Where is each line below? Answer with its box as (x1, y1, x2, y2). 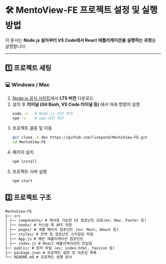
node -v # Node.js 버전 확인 (12, 111, 73, 116)
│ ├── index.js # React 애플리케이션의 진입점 (5, 241, 92, 246)
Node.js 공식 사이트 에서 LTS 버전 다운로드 (12, 95, 94, 101)
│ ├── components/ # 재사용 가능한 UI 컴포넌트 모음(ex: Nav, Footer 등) (5, 218, 147, 223)
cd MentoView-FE (12, 140, 46, 145)
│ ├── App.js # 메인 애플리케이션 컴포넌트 (5, 236, 83, 241)
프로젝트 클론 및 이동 (12, 125, 52, 131)
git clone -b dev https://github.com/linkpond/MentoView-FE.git (12, 135, 148, 140)
